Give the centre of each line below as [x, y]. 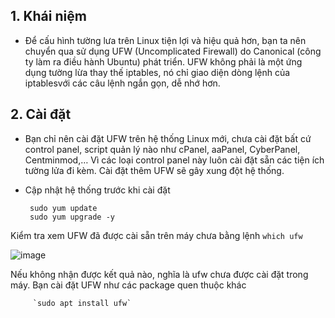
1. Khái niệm [48, 16]
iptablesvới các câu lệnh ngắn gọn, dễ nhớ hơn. [122, 83]
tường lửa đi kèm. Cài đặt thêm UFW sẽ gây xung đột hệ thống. [154, 170]
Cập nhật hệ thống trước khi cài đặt [97, 190]
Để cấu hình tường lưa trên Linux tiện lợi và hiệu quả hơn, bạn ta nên [165, 40]
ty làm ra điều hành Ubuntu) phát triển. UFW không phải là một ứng [163, 61]
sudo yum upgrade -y [72, 217]
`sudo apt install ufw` [82, 303]
